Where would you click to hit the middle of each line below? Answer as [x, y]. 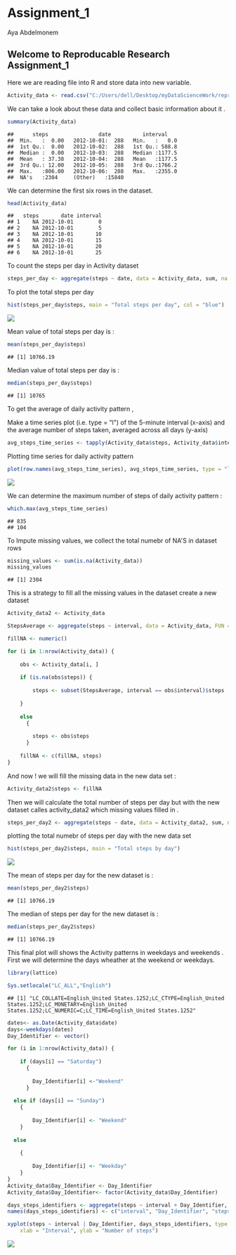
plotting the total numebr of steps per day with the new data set [99, 836]
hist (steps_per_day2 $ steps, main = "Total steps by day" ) [94, 849]
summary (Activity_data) [42, 122]
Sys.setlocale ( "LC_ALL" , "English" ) [59, 985]
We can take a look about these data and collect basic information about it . [117, 109]
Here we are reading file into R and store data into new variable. [99, 82]
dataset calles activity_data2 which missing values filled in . [93, 809]
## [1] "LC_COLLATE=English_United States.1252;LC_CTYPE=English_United [116, 998]
